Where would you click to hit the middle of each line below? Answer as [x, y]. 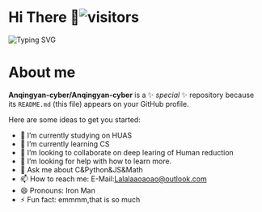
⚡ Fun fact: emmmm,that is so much [80, 199]
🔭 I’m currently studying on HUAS [76, 135]
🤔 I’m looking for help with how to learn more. [96, 161]
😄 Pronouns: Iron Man [57, 190]
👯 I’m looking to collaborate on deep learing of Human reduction [127, 152]
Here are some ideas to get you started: [75, 119]
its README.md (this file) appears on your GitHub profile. [99, 104]
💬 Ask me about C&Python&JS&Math [81, 169]
